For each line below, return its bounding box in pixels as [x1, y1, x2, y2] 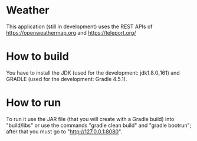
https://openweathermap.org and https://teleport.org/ [6, 29, 136, 36]
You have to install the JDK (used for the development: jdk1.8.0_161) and [6, 69, 180, 76]
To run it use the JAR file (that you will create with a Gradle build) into [6, 115, 175, 122]
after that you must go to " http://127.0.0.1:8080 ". [6, 127, 123, 135]
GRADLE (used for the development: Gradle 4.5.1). [6, 75, 127, 82]
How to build [6, 50, 69, 63]
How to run [6, 96, 61, 109]
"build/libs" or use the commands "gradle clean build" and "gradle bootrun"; [6, 122, 192, 129]
